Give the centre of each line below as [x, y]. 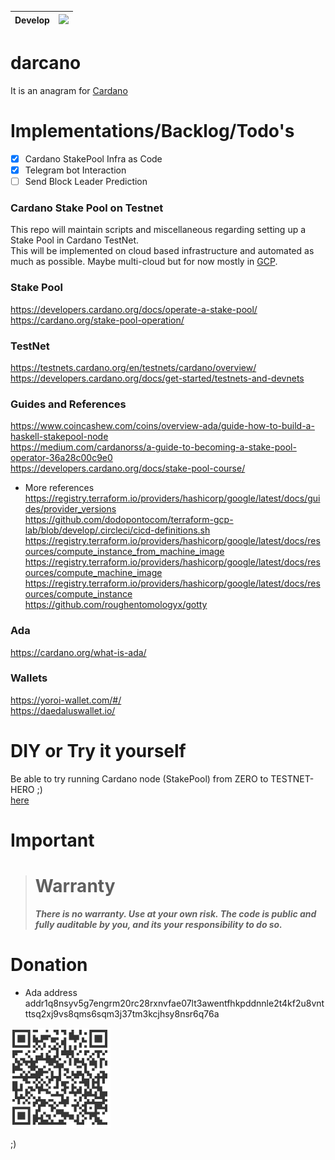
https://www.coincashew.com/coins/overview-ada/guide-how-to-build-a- [162, 426]
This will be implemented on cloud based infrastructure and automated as [162, 251]
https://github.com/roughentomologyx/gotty [116, 605]
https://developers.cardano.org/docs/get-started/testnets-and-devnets [157, 378]
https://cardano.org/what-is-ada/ [78, 652]
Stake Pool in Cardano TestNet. [75, 240]
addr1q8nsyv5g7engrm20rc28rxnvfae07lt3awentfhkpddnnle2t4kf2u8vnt [174, 1003]
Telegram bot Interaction [75, 170]
